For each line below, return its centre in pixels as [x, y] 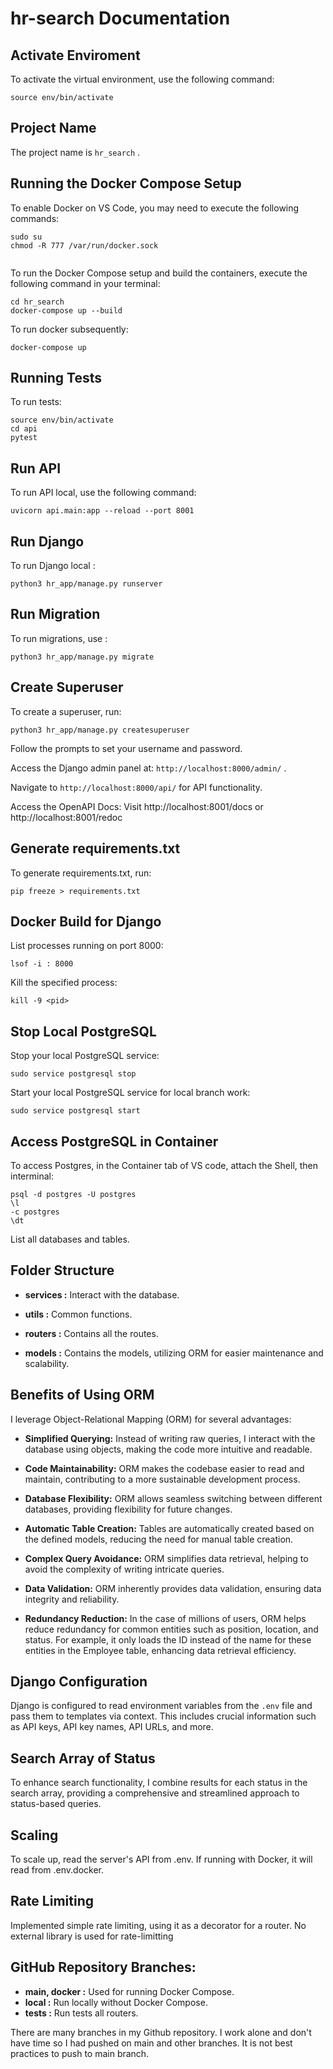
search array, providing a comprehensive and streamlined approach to [155, 1793]
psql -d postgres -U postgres [73, 1194]
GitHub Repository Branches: [103, 1967]
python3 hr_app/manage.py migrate [82, 657]
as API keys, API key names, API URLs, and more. [112, 1727]
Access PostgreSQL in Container [114, 1141]
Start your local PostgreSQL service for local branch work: [130, 1093]
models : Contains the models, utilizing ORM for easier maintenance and [174, 1353]
